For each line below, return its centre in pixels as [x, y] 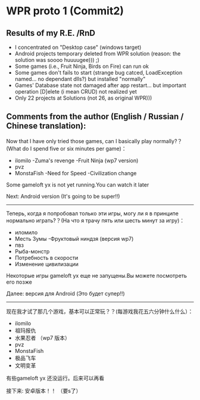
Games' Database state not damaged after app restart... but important [100, 85]
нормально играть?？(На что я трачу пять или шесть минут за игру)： [96, 220]
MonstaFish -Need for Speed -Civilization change [76, 173]
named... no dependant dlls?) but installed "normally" [80, 79]
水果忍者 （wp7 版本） [42, 337]
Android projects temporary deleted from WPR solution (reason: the [98, 54]
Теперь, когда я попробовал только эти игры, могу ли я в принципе [92, 213]
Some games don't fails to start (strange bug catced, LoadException [99, 72]
